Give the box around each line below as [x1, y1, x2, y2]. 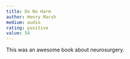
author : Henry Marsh [6, 14, 57, 20]
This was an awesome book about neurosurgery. [6, 46, 125, 53]
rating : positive [6, 25, 49, 31]
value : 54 [6, 30, 31, 36]
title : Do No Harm [6, 8, 51, 15]
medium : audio [6, 19, 41, 25]
